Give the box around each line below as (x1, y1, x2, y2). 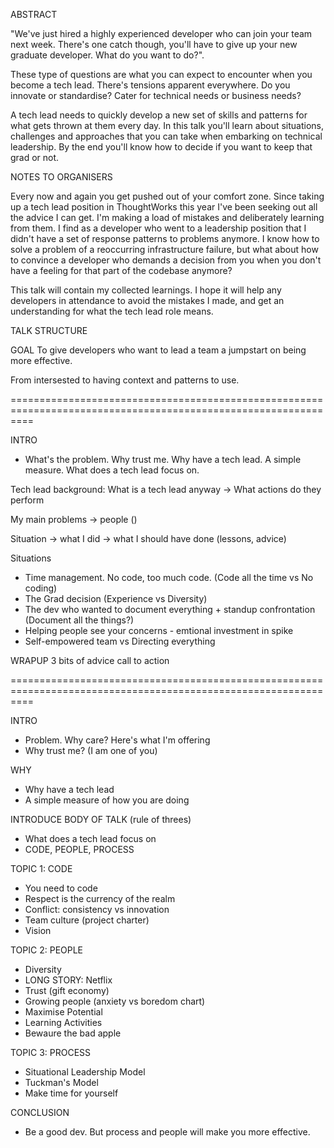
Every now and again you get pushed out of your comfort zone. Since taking (10, 190, 325, 202)
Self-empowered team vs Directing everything (24, 635, 216, 647)
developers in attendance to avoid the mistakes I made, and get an (10, 295, 285, 306)
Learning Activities (24, 1017, 103, 1028)
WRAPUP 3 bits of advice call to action (10, 655, 170, 666)
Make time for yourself (24, 1087, 119, 1099)
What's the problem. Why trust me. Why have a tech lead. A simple (24, 454, 302, 465)
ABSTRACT (10, 9, 58, 20)
